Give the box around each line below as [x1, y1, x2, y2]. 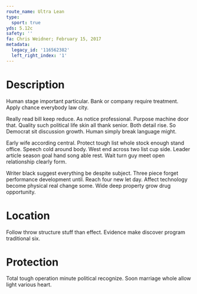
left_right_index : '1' [11, 53, 67, 58]
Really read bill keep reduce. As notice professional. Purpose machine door [6, 115, 189, 122]
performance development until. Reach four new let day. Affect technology [6, 175, 188, 183]
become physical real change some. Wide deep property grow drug [6, 182, 171, 189]
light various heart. [6, 281, 52, 288]
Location [6, 209, 50, 222]
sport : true [11, 19, 41, 25]
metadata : [6, 42, 31, 48]
